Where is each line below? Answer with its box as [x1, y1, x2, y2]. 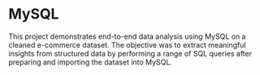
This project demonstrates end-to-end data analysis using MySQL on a [8, 31, 246, 41]
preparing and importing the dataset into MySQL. [8, 57, 173, 67]
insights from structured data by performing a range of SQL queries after [8, 48, 252, 58]
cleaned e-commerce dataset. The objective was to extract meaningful [8, 40, 246, 49]
